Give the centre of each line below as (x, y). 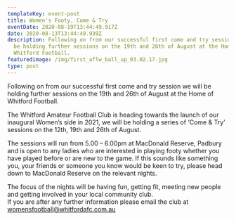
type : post (23, 66)
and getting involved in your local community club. (80, 194)
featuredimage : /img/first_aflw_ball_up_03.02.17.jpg (88, 60)
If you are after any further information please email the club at (98, 202)
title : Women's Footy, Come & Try (58, 20)
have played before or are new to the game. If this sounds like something (113, 158)
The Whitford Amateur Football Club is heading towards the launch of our (113, 115)
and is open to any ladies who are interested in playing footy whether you (113, 150)
